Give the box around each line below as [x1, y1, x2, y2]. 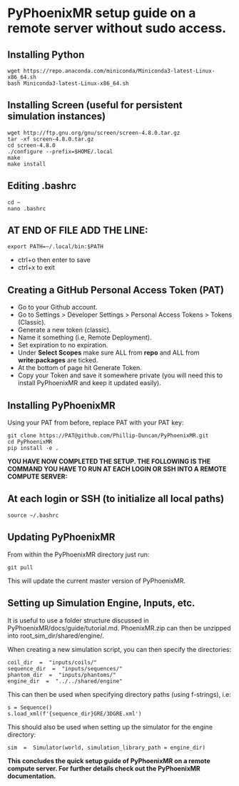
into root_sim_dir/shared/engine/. [7, 631, 105, 640]
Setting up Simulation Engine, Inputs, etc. [7, 597, 195, 609]
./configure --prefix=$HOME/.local [7, 148, 113, 155]
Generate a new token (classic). [17, 326, 111, 335]
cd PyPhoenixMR [7, 439, 53, 446]
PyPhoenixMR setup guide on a [7, 5, 196, 21]
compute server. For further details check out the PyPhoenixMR [7, 764, 201, 772]
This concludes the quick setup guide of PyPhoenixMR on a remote [7, 756, 210, 765]
